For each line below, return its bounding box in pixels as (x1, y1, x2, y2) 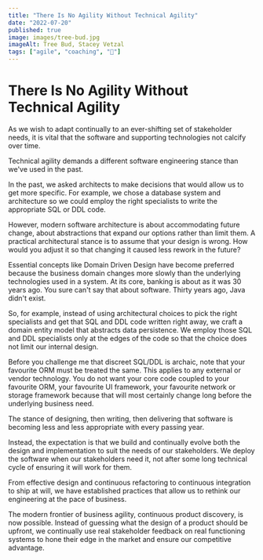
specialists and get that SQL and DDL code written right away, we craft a (8, 317, 243, 326)
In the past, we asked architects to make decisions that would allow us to (8, 180, 244, 189)
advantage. (8, 543, 45, 552)
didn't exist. (8, 293, 46, 303)
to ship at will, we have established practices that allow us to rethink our (8, 485, 241, 495)
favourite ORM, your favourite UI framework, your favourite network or (8, 382, 236, 391)
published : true (8, 26, 61, 34)
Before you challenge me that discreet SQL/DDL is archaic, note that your (8, 357, 246, 366)
